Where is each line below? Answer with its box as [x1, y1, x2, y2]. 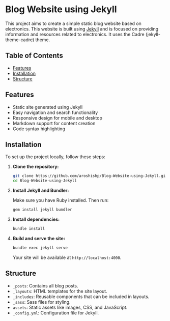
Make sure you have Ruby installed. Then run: [12, 197, 109, 203]
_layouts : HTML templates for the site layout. [12, 288, 108, 294]
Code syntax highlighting [12, 126, 65, 132]
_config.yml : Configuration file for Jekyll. [12, 309, 99, 316]
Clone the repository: [12, 164, 59, 170]
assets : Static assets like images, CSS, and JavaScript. [12, 304, 128, 310]
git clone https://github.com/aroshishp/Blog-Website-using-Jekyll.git [12, 173, 168, 179]
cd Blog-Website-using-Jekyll [12, 178, 77, 184]
